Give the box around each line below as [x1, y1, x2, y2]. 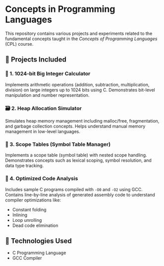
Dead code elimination [12, 222, 58, 228]
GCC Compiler [12, 255, 42, 261]
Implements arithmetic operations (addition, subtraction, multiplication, [5, 81, 150, 87]
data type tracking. [5, 163, 44, 169]
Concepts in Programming [5, 3, 115, 15]
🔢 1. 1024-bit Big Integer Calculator [5, 70, 91, 77]
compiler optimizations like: [5, 197, 61, 203]
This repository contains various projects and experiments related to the [5, 30, 153, 36]
